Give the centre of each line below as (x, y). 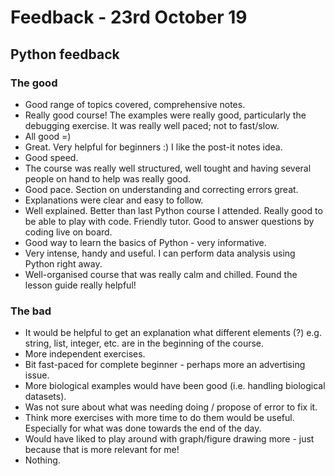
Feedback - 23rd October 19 (129, 17)
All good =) (48, 136)
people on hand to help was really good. (108, 178)
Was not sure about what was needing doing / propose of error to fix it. (171, 407)
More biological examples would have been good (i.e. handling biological (175, 386)
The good (34, 83)
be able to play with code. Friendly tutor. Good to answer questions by (169, 221)
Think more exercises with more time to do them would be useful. (159, 418)
